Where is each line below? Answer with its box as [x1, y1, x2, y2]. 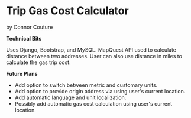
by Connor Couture [6, 23, 53, 31]
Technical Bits [6, 35, 42, 42]
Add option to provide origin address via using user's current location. [14, 87, 186, 95]
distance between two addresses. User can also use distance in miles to [6, 52, 182, 59]
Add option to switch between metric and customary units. [14, 81, 158, 89]
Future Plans [6, 70, 38, 77]
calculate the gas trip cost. [6, 59, 71, 66]
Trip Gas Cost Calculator [6, 4, 129, 18]
